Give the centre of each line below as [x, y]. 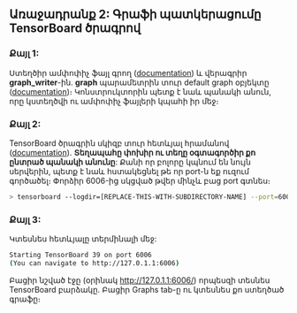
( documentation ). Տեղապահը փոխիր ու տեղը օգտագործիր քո [133, 152]
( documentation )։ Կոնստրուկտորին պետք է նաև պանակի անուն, [141, 91]
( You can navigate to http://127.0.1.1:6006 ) [94, 263]
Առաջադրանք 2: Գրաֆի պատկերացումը [135, 15]
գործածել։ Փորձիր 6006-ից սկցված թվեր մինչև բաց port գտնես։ [140, 180]
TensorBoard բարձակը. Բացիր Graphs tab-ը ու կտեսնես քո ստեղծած [147, 289]
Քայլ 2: [25, 124]
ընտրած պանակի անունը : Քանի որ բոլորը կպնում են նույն [130, 162]
